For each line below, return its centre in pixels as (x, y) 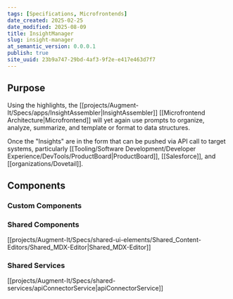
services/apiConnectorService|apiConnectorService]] (86, 288)
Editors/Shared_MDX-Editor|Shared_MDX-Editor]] (79, 248)
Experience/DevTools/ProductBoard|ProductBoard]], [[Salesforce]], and (112, 156)
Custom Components (45, 205)
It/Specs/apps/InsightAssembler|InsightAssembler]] (83, 113)
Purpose (26, 88)
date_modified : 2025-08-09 (47, 27)
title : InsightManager (40, 33)
